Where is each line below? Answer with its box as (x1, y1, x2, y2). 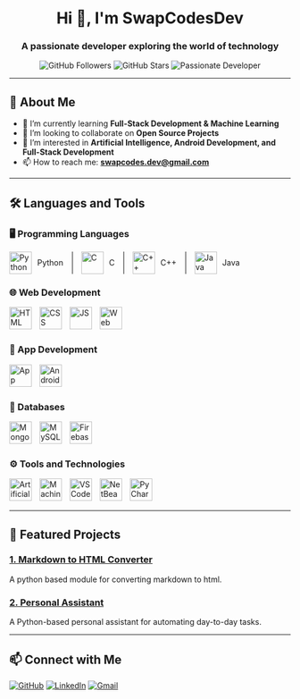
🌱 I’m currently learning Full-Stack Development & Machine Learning (21, 118, 279, 129)
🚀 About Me (9, 94, 76, 110)
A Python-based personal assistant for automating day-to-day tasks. (9, 617, 262, 627)
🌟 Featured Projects (9, 526, 121, 542)
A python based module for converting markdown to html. (9, 574, 222, 585)
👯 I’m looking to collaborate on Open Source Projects (21, 128, 220, 139)
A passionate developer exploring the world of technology (21, 40, 279, 53)
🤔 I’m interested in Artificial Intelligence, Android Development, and (21, 138, 277, 148)
